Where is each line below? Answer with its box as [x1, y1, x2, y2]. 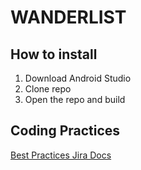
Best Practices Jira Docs [10, 149, 112, 161]
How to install [10, 46, 98, 63]
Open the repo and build [24, 94, 126, 105]
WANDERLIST [10, 6, 127, 29]
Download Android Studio [24, 72, 132, 84]
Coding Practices [10, 122, 121, 140]
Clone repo [24, 83, 72, 95]
